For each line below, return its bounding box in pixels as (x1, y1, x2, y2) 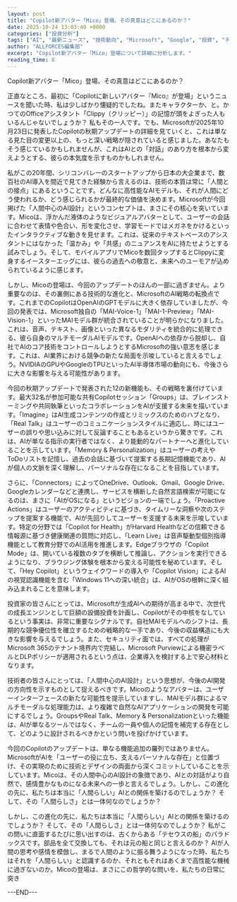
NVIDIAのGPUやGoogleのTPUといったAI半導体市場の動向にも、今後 (19, 360, 217, 368)
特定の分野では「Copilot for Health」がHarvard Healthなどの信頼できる (18, 522, 226, 530)
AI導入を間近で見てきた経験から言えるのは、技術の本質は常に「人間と (25, 177, 229, 186)
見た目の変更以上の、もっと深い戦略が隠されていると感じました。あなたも (13, 136, 230, 144)
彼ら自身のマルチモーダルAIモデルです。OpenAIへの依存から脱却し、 (19, 333, 220, 342)
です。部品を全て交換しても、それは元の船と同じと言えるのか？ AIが (25, 838, 224, 847)
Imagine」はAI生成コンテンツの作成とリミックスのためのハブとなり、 (22, 410, 224, 419)
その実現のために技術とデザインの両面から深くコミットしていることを (19, 761, 224, 770)
